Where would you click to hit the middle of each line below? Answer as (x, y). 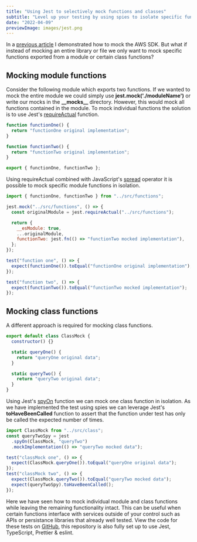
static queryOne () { (36, 352)
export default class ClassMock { (48, 336)
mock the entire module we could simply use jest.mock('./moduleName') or (98, 96)
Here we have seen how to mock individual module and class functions (92, 501)
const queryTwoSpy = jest (38, 436)
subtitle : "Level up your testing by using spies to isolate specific (94, 17)
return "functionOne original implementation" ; (71, 130)
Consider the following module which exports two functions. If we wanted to (98, 90)
